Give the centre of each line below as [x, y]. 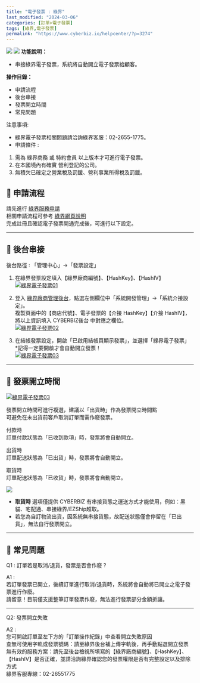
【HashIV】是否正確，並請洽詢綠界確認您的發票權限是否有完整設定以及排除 [99, 659]
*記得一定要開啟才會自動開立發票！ [58, 348]
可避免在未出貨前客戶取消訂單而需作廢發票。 [61, 417]
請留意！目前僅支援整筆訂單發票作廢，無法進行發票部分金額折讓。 [87, 599]
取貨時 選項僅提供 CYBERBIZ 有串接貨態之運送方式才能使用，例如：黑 [100, 501]
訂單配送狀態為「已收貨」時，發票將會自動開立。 [66, 477]
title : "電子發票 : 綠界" [36, 12]
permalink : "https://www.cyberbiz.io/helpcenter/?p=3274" [79, 34]
